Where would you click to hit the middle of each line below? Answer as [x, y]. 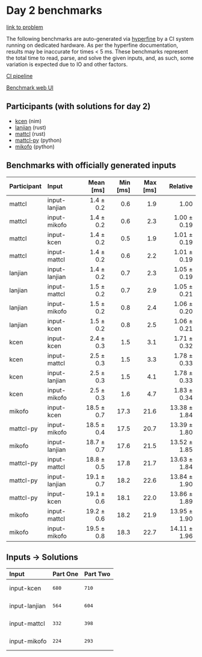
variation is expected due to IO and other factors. [67, 64]
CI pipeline [20, 76]
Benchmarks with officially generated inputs [91, 166]
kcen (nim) [28, 121]
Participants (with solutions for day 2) [78, 107]
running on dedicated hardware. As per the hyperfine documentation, [92, 45]
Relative [181, 186]
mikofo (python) [35, 146]
